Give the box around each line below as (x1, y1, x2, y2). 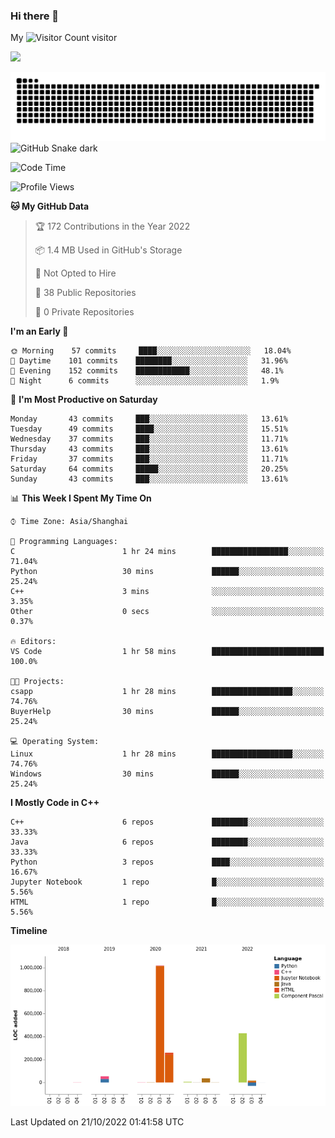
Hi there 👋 (10, 9, 60, 23)
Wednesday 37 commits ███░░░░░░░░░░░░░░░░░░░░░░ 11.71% (10, 434, 288, 444)
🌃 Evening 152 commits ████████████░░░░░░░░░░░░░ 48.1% (10, 366, 284, 376)
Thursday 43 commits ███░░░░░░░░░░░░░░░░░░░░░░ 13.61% (10, 444, 288, 454)
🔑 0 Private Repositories (34, 306, 135, 318)
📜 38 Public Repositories (34, 287, 137, 299)
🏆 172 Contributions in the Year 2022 (34, 220, 191, 233)
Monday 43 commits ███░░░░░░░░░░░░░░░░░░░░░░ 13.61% (10, 414, 288, 424)
